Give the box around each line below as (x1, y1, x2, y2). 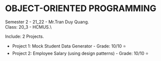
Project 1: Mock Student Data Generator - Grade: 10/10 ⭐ (12, 43, 126, 49)
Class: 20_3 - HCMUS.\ (5, 24, 52, 30)
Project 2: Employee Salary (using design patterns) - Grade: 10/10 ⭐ (12, 50, 149, 56)
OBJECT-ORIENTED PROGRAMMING (5, 3, 157, 14)
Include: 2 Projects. (5, 33, 44, 39)
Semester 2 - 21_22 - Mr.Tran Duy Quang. (5, 19, 89, 25)
